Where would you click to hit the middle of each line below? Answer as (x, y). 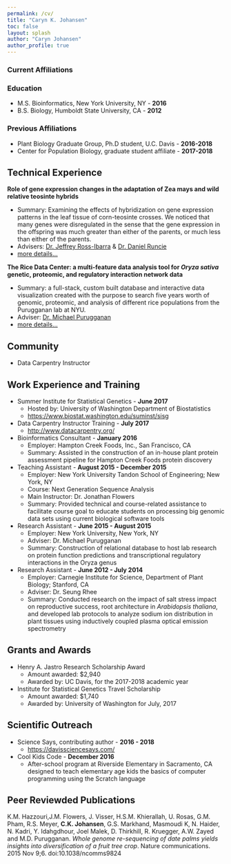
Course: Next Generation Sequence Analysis (91, 489)
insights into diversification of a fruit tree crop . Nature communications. (109, 846)
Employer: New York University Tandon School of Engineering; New (123, 474)
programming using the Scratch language (87, 778)
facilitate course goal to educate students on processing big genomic (126, 511)
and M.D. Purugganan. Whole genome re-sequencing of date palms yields (113, 838)
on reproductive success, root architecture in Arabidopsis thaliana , (123, 606)
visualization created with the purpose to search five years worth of (113, 295)
